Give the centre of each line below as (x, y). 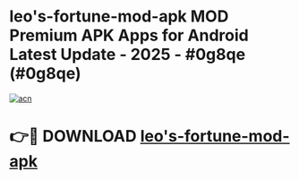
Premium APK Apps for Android (129, 35)
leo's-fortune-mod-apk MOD (119, 17)
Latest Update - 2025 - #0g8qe (128, 55)
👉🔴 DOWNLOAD (73, 137)
